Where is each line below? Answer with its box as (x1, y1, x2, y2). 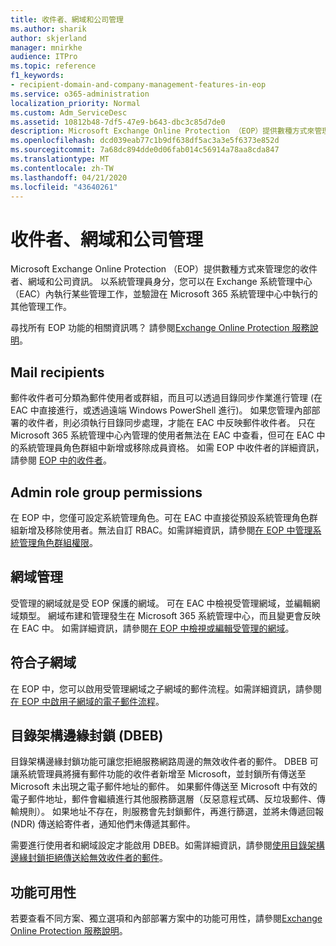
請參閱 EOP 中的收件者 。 (10, 454, 112, 466)
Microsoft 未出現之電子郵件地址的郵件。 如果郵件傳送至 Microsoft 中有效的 (10, 781, 318, 793)
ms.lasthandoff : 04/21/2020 (10, 172, 128, 183)
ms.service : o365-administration (10, 89, 150, 99)
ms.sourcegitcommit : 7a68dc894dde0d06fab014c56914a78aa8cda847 (10, 145, 280, 155)
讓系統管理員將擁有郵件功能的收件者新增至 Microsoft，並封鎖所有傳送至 (10, 768, 307, 780)
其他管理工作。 (10, 301, 72, 313)
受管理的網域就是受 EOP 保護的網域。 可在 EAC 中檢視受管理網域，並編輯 (10, 597, 312, 609)
